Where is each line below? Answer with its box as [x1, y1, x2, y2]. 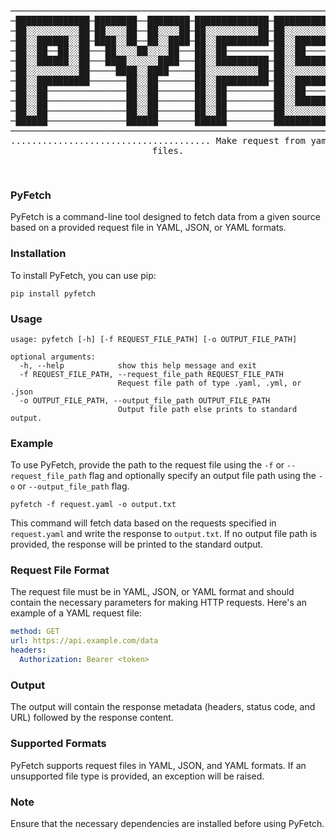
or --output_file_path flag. [17, 480, 130, 492]
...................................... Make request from [10, 135, 307, 146]
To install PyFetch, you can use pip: [10, 269, 157, 281]
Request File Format [10, 563, 110, 577]
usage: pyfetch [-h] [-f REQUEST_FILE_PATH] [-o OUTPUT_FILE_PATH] [10, 334, 298, 344]
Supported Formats [10, 737, 107, 751]
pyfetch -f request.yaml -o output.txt [10, 500, 177, 510]
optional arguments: [10, 352, 97, 362]
